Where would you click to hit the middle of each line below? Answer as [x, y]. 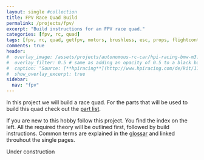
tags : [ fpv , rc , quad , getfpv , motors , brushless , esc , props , [88, 40]
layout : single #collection [42, 12]
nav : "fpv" [25, 85]
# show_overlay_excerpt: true [46, 74]
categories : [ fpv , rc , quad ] [43, 35]
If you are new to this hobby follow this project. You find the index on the [97, 121]
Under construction [31, 152]
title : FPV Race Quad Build [42, 18]
